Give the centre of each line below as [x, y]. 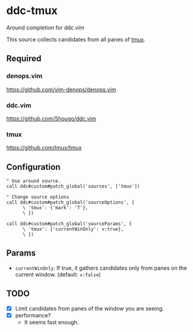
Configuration [33, 167]
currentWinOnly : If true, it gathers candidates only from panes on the [101, 268]
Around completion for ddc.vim [45, 28]
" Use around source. [34, 181]
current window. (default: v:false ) [58, 274]
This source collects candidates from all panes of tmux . [76, 39]
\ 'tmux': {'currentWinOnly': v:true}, [73, 229]
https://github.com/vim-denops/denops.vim [61, 89]
